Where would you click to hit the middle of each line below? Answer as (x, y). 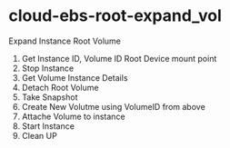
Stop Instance (48, 68)
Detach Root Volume (60, 87)
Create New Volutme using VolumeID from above (113, 106)
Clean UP (40, 135)
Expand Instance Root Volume (65, 41)
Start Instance (48, 126)
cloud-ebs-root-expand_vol (115, 16)
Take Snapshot (50, 97)
